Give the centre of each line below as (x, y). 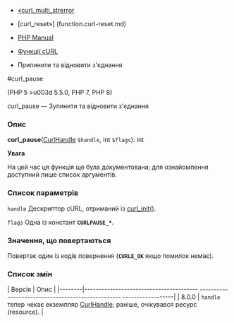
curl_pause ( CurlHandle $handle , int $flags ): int (76, 140)
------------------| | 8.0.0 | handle (171, 297)
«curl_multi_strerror (46, 10)
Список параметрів (43, 193)
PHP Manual (36, 37)
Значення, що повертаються (59, 240)
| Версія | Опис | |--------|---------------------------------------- (103, 290)
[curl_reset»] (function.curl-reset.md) (72, 24)
